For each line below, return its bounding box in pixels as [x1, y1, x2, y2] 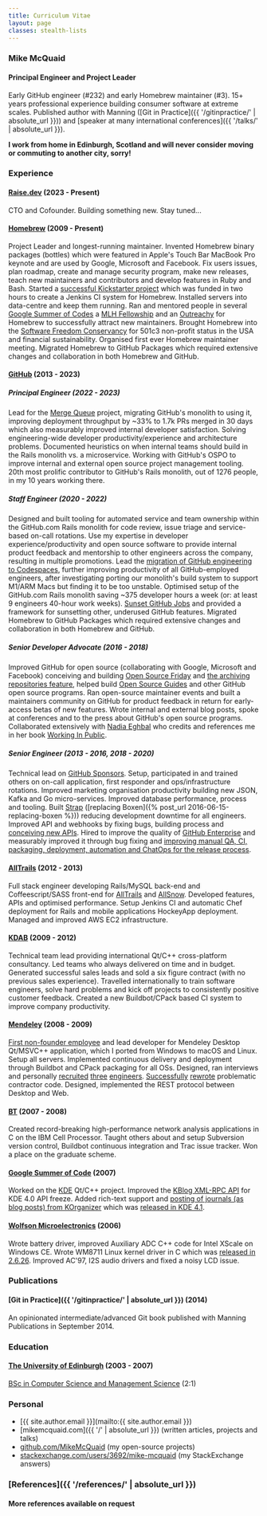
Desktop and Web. [8, 1088, 69, 1098]
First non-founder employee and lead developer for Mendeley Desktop [8, 1037, 241, 1047]
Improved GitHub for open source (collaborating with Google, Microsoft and [8, 662, 257, 672]
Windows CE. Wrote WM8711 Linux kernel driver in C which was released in [8, 1247, 256, 1256]
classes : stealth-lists [8, 26, 88, 34]
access [8, 705, 32, 714]
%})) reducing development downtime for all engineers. [64, 811, 247, 821]
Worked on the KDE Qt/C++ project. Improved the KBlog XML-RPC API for [8, 1185, 251, 1196]
